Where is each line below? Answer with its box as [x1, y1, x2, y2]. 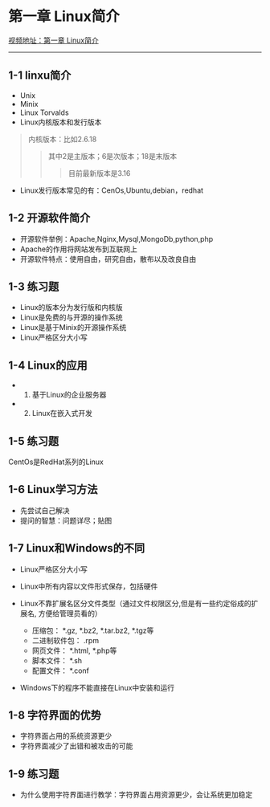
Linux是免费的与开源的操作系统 [19, 312, 123, 322]
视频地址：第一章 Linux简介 [8, 35, 99, 45]
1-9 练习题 [8, 767, 59, 781]
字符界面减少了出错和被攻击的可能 [19, 741, 133, 751]
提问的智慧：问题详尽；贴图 [19, 516, 112, 525]
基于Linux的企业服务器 [31, 390, 107, 400]
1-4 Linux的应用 [8, 358, 88, 372]
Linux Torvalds [19, 108, 70, 117]
